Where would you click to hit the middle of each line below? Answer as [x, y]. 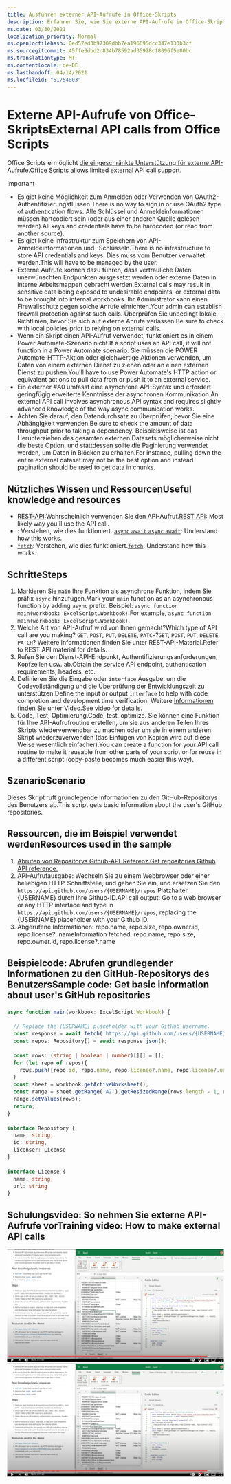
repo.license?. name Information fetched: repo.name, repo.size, [106, 934]
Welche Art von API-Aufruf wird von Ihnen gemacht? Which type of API [117, 628]
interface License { [37, 1172]
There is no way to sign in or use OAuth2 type [156, 204]
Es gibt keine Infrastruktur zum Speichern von [82, 241]
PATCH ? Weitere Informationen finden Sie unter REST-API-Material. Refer [118, 643]
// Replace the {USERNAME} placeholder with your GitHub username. [112, 1026]
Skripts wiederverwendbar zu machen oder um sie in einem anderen [114, 730]
